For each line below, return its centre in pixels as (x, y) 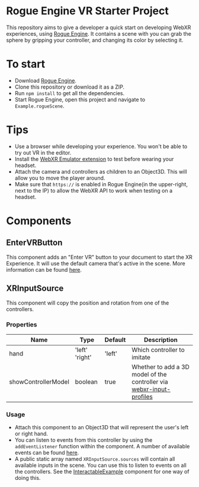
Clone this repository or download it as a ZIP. (70, 87)
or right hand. (31, 434)
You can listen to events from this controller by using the (84, 440)
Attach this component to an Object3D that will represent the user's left (102, 428)
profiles (142, 397)
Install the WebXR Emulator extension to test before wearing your (94, 159)
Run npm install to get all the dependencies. (70, 93)
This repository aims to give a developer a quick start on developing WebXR (99, 27)
